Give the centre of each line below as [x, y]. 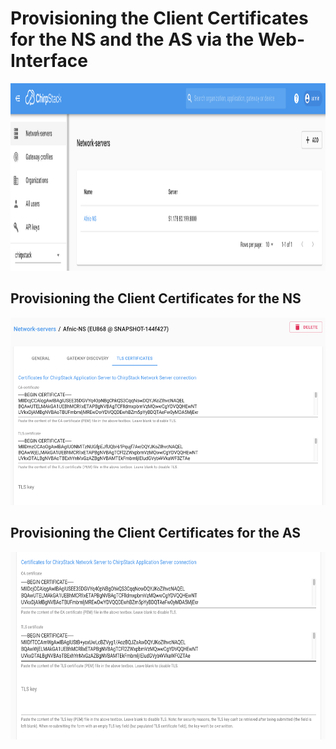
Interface [49, 61]
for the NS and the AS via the [132, 39]
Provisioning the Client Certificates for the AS [156, 533]
